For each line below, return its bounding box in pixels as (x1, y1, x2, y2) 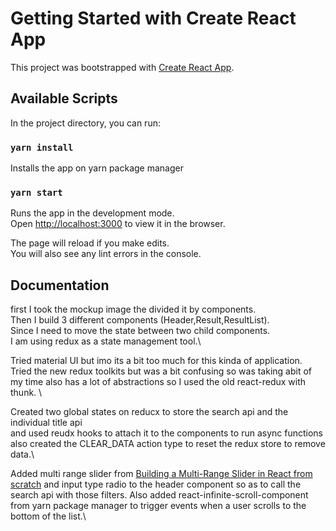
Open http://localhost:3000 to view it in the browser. (10, 218, 226, 230)
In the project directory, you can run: (10, 117, 161, 129)
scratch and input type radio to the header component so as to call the (10, 478, 302, 491)
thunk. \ (10, 387, 43, 399)
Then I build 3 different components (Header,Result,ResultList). (10, 314, 270, 326)
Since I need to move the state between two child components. (10, 325, 271, 337)
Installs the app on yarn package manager (10, 162, 184, 174)
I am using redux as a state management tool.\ (10, 335, 202, 347)
